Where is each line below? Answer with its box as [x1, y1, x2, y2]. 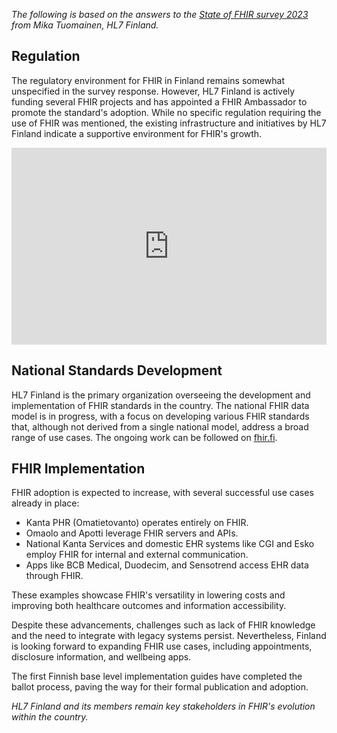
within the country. [11, 711, 89, 723]
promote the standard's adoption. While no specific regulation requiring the [11, 106, 322, 118]
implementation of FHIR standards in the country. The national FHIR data [11, 399, 310, 411]
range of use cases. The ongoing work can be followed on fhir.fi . [11, 431, 278, 443]
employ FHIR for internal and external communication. [25, 549, 249, 561]
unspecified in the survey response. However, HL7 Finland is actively [11, 85, 296, 97]
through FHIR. [25, 570, 84, 582]
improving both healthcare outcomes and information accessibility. [11, 600, 287, 612]
